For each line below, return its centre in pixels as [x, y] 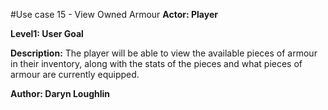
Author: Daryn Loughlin [60, 93]
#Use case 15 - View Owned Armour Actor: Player [114, 14]
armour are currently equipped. [75, 74]
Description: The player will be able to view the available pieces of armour [164, 53]
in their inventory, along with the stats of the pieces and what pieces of [156, 63]
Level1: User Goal [47, 33]
